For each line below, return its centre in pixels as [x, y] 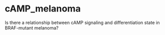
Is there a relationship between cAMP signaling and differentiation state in [82, 22]
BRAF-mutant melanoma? [32, 27]
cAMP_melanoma [43, 9]
